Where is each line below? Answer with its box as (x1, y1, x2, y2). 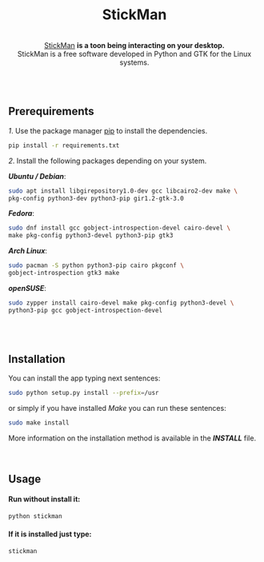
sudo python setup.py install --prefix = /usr (8, 389, 159, 397)
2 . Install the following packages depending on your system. (8, 156, 207, 165)
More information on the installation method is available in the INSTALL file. (8, 433, 257, 443)
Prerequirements (8, 105, 94, 118)
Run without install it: (8, 494, 81, 504)
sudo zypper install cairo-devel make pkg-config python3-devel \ (8, 298, 234, 307)
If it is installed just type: (8, 529, 92, 539)
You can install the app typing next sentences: (8, 373, 161, 383)
